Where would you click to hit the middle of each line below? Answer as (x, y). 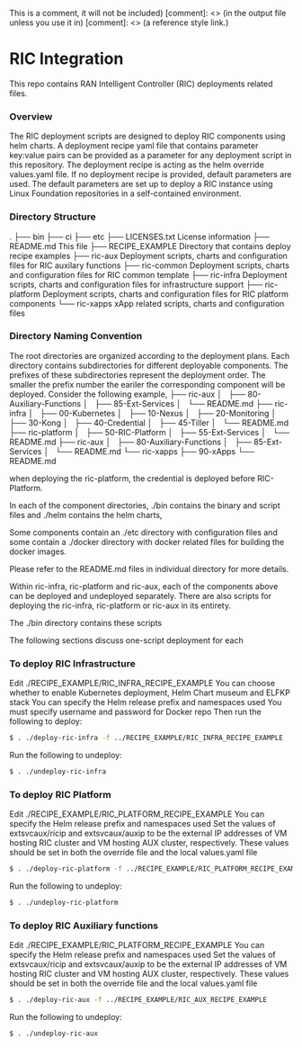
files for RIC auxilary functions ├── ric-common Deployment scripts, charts (150, 265)
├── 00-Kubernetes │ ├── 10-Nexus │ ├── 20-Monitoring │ (158, 413)
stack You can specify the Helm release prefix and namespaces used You (146, 702)
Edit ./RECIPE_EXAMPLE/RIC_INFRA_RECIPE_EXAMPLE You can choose (142, 684)
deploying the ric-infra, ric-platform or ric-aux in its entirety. (120, 605)
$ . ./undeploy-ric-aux (54, 1034)
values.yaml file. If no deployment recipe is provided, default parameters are (151, 174)
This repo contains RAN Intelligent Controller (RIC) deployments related (141, 84)
